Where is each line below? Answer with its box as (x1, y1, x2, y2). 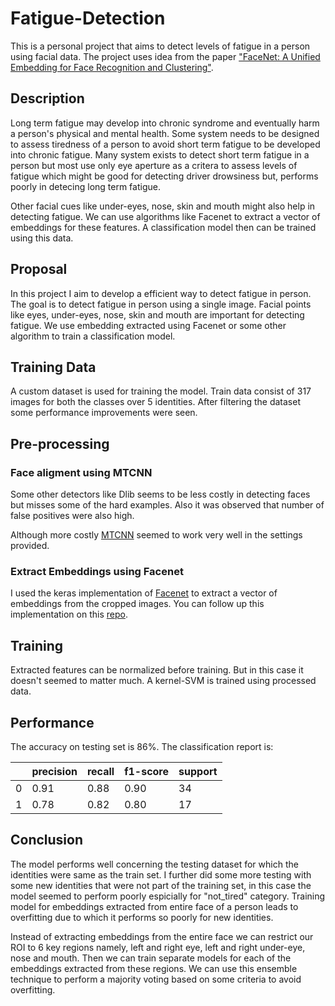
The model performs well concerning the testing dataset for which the (10, 858, 299, 870)
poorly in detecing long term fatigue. (10, 180, 161, 192)
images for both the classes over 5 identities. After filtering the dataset (10, 396, 301, 408)
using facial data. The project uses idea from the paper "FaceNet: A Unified (10, 50, 321, 62)
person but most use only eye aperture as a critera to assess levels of (10, 159, 298, 171)
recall (86, 764, 115, 778)
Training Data (10, 358, 97, 376)
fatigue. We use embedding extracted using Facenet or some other (10, 319, 287, 331)
